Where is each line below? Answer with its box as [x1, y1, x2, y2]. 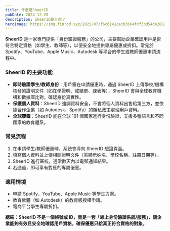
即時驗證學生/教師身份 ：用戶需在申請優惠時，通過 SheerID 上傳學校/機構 [12, 81, 164, 87]
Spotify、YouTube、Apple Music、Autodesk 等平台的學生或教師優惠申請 [5, 49, 156, 55]
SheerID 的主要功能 [5, 69, 53, 76]
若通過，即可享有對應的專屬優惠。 [12, 164, 84, 170]
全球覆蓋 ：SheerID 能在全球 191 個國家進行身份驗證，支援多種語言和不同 [12, 113, 164, 119]
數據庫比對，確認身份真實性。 [21, 94, 84, 100]
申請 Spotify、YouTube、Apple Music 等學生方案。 [12, 191, 119, 197]
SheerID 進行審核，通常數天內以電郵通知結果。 [12, 158, 111, 164]
